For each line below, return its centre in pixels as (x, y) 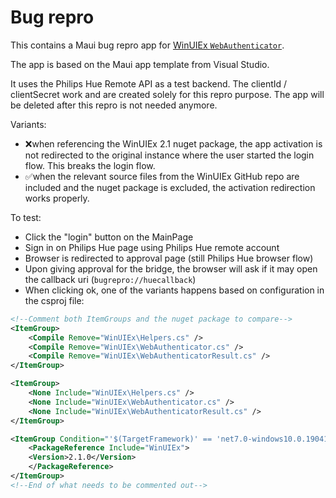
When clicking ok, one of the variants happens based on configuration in (174, 290)
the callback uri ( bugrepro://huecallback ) (110, 279)
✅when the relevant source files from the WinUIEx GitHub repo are (162, 176)
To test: (26, 217)
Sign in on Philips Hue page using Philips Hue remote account (152, 247)
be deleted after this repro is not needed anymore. (114, 105)
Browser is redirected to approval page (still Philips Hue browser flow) (169, 258)
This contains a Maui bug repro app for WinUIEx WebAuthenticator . (147, 45)
